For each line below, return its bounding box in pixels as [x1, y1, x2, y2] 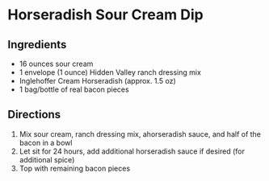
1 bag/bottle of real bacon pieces [19, 84, 130, 94]
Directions [7, 108, 61, 121]
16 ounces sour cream [19, 59, 94, 68]
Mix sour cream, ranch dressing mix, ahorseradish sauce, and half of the [19, 129, 262, 138]
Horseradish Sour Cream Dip [7, 6, 204, 24]
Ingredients [7, 38, 67, 51]
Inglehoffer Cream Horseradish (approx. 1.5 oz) [19, 76, 177, 85]
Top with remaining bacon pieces [19, 163, 131, 173]
